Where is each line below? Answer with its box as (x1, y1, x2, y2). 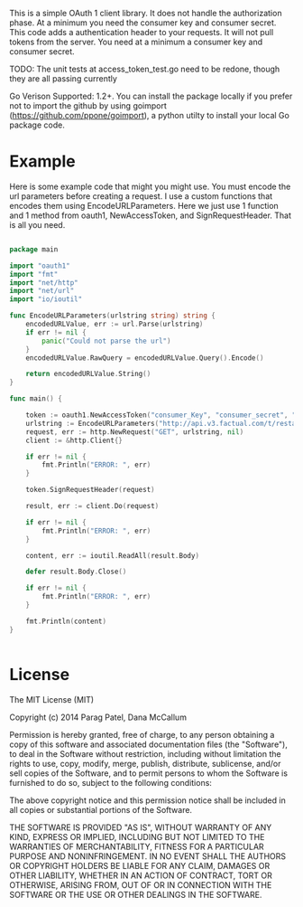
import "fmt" (9, 269, 59, 279)
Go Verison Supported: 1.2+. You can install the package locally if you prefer (9, 90, 293, 101)
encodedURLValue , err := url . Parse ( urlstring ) (25, 320, 204, 329)
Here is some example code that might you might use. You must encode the (9, 181, 291, 192)
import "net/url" (9, 287, 75, 296)
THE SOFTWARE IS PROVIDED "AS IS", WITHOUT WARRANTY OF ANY (9, 822, 272, 833)
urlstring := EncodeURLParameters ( (25, 419, 160, 428)
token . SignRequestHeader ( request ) (25, 486, 155, 495)
